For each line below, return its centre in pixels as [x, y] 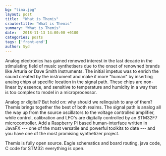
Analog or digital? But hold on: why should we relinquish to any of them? [79, 102]
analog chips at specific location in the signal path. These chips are [74, 82]
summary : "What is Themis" [33, 28]
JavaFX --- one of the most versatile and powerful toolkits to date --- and [80, 128]
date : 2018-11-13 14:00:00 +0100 [42, 33]
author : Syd [17, 47]
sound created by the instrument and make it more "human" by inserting [79, 76]
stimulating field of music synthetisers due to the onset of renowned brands [83, 66]
